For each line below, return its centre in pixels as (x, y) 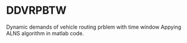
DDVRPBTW (36, 10)
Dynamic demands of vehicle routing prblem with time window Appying (94, 27)
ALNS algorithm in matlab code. (45, 33)
